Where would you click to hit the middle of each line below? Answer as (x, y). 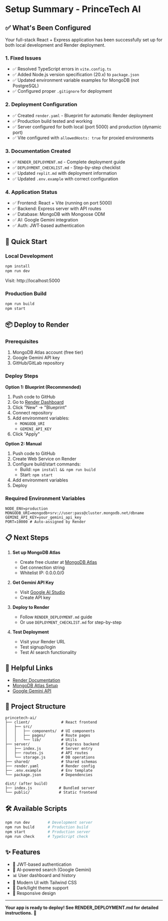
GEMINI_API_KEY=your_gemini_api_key (43, 517)
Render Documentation (36, 680)
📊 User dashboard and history (44, 875)
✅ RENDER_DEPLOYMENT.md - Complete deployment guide (69, 162)
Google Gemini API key (36, 358)
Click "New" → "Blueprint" (39, 407)
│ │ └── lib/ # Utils (41, 740)
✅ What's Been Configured (48, 28)
